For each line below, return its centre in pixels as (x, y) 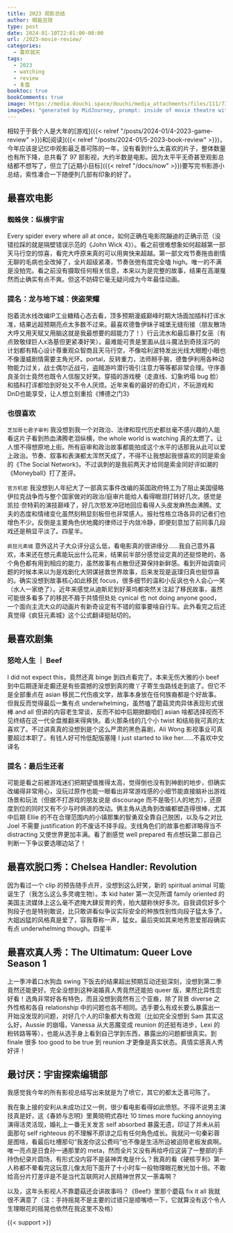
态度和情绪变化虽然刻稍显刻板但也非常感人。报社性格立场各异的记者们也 (122, 514)
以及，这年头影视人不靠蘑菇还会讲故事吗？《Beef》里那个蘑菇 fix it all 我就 (114, 1191)
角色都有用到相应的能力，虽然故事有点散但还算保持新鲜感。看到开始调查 (116, 563)
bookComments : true (35, 98)
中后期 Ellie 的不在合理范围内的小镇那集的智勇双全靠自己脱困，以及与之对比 (115, 817)
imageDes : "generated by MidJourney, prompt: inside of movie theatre (111, 110)
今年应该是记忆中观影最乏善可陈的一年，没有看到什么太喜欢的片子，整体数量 (116, 148)
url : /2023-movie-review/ (44, 40)
